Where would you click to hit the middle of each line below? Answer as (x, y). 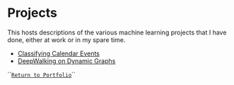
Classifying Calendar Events (59, 53)
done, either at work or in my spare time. (66, 39)
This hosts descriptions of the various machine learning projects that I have (117, 32)
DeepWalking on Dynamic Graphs (66, 60)
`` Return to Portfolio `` (42, 74)
